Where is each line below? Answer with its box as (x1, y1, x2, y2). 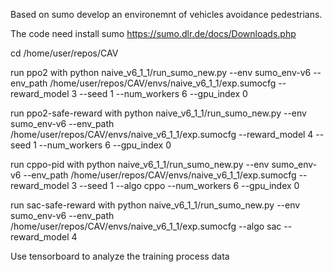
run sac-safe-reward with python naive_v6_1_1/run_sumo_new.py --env (10, 199, 301, 211)
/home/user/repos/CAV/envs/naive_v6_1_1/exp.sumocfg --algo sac (10, 220, 282, 232)
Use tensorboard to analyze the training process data (10, 250, 230, 262)
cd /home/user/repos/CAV (10, 47, 119, 59)
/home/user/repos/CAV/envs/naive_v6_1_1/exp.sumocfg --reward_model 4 (10, 129, 314, 140)
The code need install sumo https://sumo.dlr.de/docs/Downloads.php (10, 28, 297, 39)
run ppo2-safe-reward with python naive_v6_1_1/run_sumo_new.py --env (10, 107, 307, 119)
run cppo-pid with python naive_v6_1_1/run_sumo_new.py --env (10, 159, 270, 170)
